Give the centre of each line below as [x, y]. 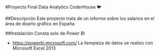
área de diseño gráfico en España [40, 24]
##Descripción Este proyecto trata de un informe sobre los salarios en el [80, 18]
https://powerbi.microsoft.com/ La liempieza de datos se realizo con [83, 43]
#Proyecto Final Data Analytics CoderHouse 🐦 [53, 7]
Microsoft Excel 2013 [34, 48]
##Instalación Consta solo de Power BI [45, 33]
